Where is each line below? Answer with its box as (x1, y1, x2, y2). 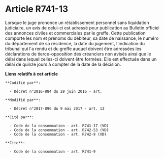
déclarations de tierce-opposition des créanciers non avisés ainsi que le (5, 51, 151, 57)
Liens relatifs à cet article (5, 71, 58, 77)
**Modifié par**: (5, 97, 41, 103)
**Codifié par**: (5, 80, 41, 85)
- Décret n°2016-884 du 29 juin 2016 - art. (9, 89, 102, 94)
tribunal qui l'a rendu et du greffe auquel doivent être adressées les (5, 46, 142, 52)
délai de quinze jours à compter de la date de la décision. (5, 61, 121, 67)
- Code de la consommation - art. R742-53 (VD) (9, 128, 109, 132)
